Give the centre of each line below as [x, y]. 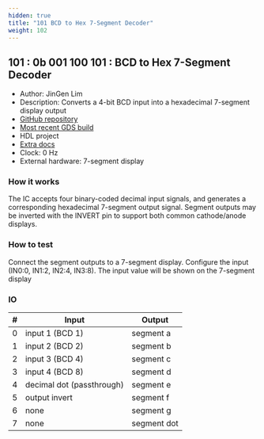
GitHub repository [49, 119]
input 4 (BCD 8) [55, 372]
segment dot [155, 423]
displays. [23, 224]
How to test [31, 245]
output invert [49, 398]
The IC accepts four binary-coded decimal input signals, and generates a [127, 199]
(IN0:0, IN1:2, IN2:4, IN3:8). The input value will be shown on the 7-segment [132, 270]
